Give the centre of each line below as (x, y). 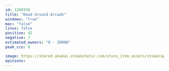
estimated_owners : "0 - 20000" (38, 42)
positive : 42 (19, 33)
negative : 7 (18, 38)
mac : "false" (19, 24)
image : (12, 56)
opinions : (16, 60)
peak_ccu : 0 (18, 47)
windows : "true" (22, 19)
